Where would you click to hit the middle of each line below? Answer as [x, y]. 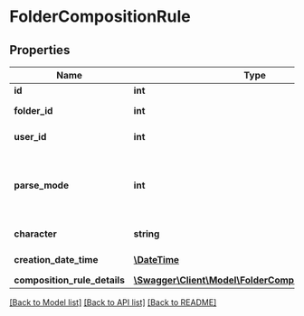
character [35, 234]
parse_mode [42, 185]
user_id [30, 137]
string [147, 234]
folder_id [33, 111]
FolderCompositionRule [100, 17]
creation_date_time [56, 260]
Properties [40, 50]
